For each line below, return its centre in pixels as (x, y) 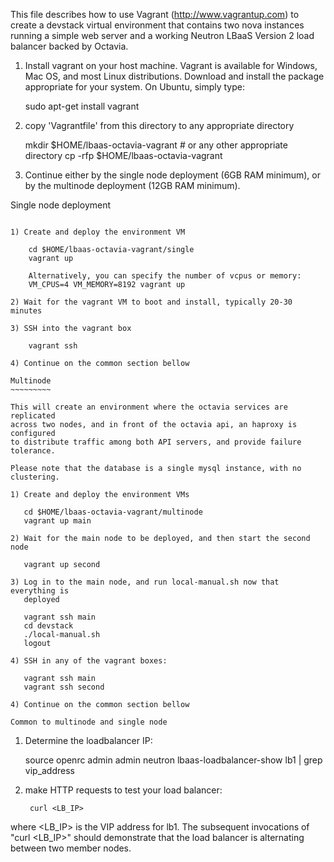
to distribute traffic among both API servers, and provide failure (156, 442)
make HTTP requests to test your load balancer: (123, 790)
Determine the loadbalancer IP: (88, 740)
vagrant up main (57, 521)
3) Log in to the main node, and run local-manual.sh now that (145, 582)
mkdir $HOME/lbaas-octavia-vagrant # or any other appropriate (156, 145)
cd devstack (48, 626)
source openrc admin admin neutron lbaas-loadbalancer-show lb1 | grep (173, 760)
